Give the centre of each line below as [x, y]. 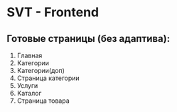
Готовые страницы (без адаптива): [88, 39]
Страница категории [48, 78]
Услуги [27, 85]
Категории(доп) [41, 71]
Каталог [29, 93]
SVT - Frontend [53, 12]
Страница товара [43, 101]
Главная [29, 55]
